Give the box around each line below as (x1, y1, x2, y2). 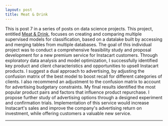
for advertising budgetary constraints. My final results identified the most (5, 84, 156, 90)
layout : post (5, 7, 32, 12)
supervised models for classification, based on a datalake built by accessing (5, 36, 162, 42)
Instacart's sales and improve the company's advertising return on (5, 105, 142, 111)
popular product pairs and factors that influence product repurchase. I (5, 89, 150, 95)
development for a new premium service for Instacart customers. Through (5, 52, 158, 58)
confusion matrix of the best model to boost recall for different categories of (5, 73, 162, 79)
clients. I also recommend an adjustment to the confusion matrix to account (5, 78, 161, 85)
